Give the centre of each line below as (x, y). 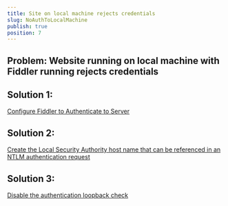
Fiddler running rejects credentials (83, 71)
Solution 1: (30, 95)
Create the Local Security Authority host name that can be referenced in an (114, 150)
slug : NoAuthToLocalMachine (48, 20)
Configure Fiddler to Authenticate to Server (68, 112)
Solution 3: (31, 179)
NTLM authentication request (49, 157)
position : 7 (24, 33)
